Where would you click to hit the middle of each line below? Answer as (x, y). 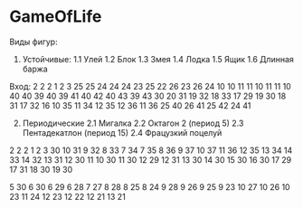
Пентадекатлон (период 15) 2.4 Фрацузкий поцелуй (122, 132)
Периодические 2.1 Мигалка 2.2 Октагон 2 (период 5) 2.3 (133, 123)
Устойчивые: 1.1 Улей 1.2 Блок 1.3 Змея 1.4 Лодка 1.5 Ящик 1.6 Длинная (158, 59)
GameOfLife (56, 17)
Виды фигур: (33, 42)
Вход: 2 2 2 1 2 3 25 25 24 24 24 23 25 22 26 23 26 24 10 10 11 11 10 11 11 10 (150, 86)
